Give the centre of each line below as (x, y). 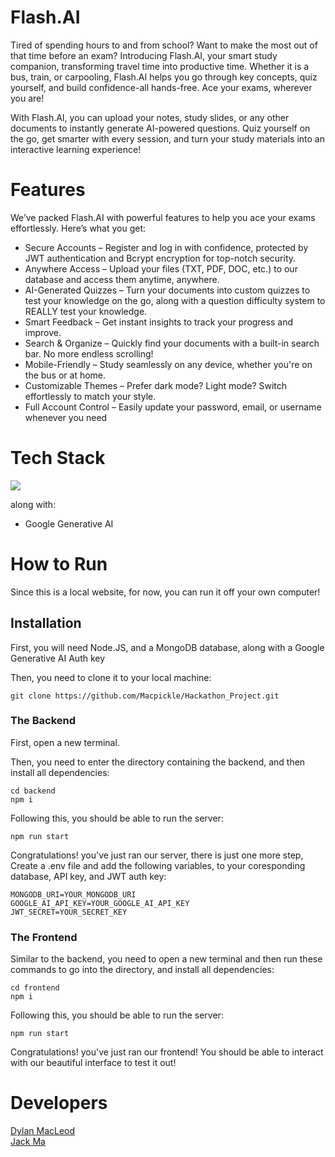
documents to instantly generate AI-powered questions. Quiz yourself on (160, 128)
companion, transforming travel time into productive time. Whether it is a (160, 66)
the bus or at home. (65, 375)
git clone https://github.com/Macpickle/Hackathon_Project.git (145, 696)
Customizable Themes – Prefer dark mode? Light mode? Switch (156, 385)
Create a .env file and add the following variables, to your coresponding (158, 865)
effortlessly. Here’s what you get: (78, 228)
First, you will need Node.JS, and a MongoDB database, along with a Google (167, 647)
